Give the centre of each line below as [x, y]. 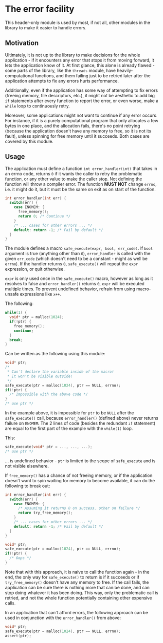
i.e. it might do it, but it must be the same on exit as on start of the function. [80, 189]
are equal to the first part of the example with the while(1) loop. [69, 429]
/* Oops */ [20, 558]
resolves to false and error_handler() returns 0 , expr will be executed [75, 284]
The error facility [40, 9]
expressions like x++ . [40, 294]
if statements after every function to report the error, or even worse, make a [82, 101]
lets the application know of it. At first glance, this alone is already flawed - [80, 65]
